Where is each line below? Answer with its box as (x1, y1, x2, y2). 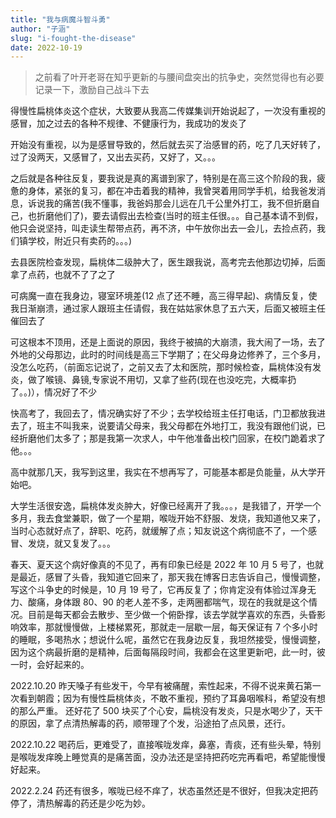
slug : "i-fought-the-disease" (10, 33, 137, 43)
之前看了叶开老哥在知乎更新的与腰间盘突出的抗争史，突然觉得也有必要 (34, 71, 325, 83)
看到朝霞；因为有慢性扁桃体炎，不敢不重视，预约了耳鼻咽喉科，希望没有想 (18, 692, 326, 705)
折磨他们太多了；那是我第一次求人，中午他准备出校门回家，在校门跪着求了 (18, 432, 326, 445)
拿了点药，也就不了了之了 (10, 269, 116, 281)
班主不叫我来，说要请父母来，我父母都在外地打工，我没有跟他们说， (36, 420, 317, 432)
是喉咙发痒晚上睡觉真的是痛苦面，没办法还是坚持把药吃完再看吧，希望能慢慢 (10, 751, 326, 763)
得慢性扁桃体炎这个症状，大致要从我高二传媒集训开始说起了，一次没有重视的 (10, 105, 326, 117)
